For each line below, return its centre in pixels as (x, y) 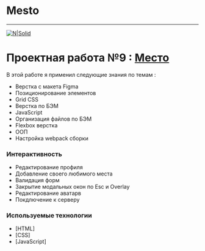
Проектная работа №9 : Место (88, 58)
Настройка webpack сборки (52, 138)
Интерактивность (34, 154)
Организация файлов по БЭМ (53, 119)
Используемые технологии (49, 216)
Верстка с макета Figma (47, 87)
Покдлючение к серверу (47, 200)
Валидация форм (37, 180)
